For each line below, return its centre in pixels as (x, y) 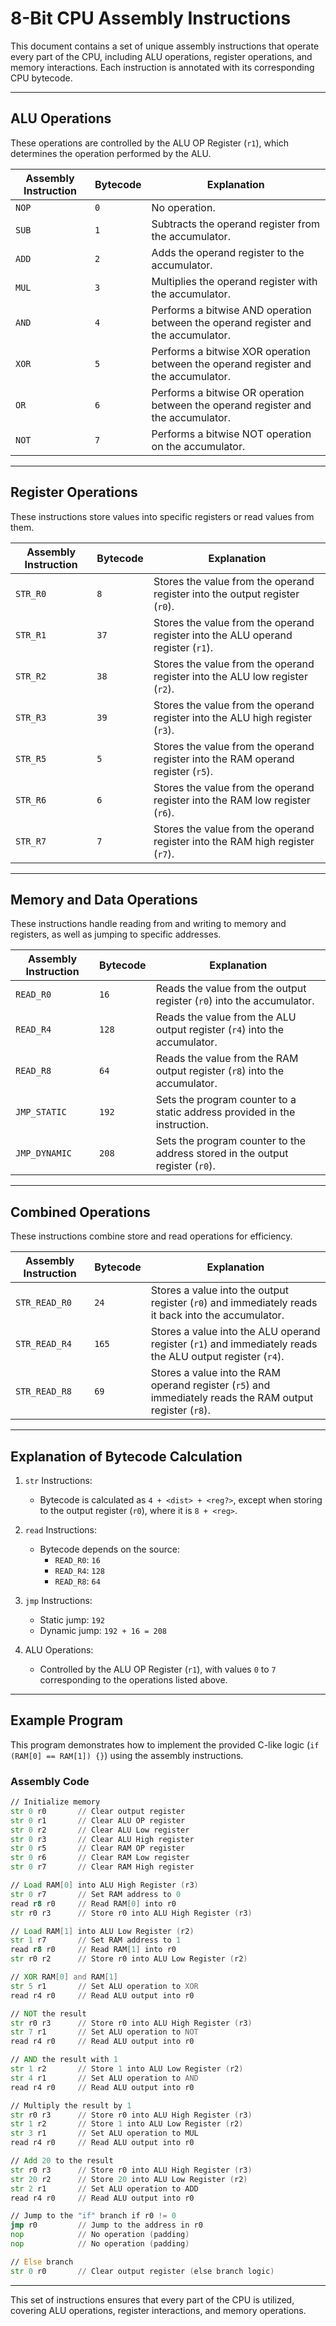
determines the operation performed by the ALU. (111, 153)
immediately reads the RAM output (232, 1398)
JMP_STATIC (41, 1112)
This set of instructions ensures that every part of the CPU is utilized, (152, 2299)
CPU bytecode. (41, 78)
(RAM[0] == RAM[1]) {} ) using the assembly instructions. (127, 1755)
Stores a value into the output (220, 1290)
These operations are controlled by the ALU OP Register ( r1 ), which (149, 143)
